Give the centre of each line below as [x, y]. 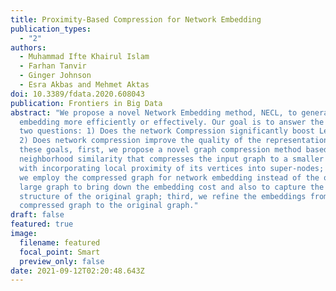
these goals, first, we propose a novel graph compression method [160, 150]
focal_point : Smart [60, 252]
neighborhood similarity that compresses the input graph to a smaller [172, 159]
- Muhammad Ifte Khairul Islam [84, 57]
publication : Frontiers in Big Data [86, 103]
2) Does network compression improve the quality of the [140, 141]
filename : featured [60, 242]
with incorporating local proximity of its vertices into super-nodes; [172, 168]
